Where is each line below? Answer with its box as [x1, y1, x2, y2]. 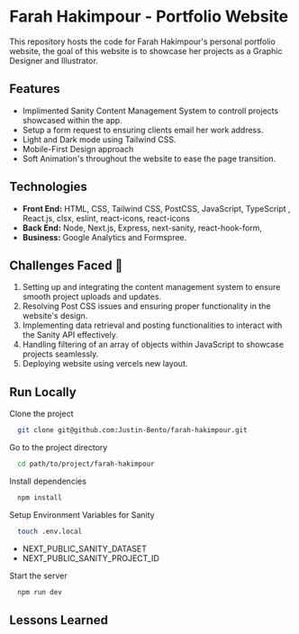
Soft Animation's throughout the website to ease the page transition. [22, 153, 276, 164]
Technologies [9, 179, 88, 195]
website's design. [22, 311, 88, 322]
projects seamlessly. [22, 349, 99, 359]
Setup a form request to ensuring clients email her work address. [22, 124, 264, 135]
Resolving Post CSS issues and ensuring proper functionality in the [22, 301, 271, 312]
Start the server [9, 570, 68, 581]
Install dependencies [9, 475, 87, 486]
